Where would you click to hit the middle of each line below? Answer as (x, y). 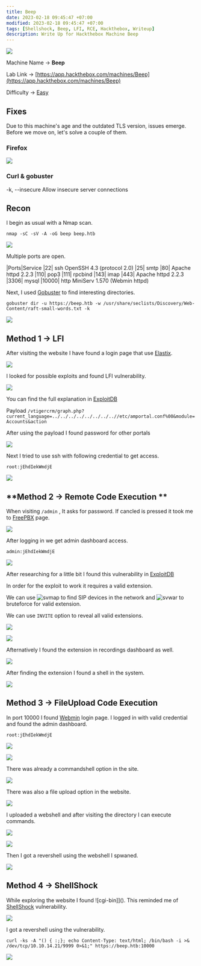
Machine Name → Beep (36, 63)
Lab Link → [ (22, 74)
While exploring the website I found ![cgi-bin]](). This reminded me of (92, 900)
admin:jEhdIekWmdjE (31, 551)
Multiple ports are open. (36, 256)
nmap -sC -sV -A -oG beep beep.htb (51, 234)
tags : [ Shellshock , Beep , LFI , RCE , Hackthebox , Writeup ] (80, 29)
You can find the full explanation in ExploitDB (62, 399)
